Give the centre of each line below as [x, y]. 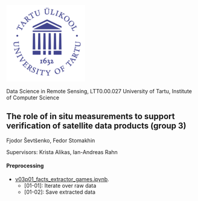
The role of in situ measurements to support [91, 116]
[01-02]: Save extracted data [59, 192]
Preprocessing [25, 166]
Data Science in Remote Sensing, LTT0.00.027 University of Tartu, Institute [99, 91]
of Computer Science [33, 97]
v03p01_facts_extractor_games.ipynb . [62, 179]
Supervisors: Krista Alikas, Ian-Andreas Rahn [62, 152]
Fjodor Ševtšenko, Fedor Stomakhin [51, 140]
